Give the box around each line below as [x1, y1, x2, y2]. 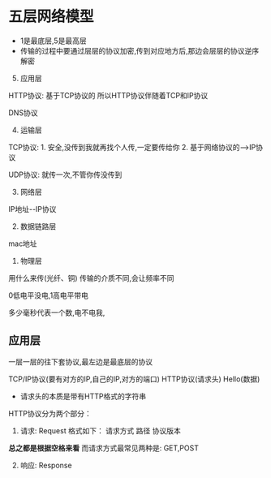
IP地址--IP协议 [8, 204, 57, 213]
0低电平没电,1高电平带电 [8, 290, 89, 300]
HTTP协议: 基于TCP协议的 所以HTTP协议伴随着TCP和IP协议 [8, 90, 209, 100]
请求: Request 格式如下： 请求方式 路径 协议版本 [19, 425, 181, 435]
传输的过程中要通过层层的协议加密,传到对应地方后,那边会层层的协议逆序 [19, 45, 260, 55]
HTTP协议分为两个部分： [8, 408, 92, 418]
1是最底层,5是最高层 [19, 36, 87, 45]
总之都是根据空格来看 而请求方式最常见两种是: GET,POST [8, 443, 199, 453]
